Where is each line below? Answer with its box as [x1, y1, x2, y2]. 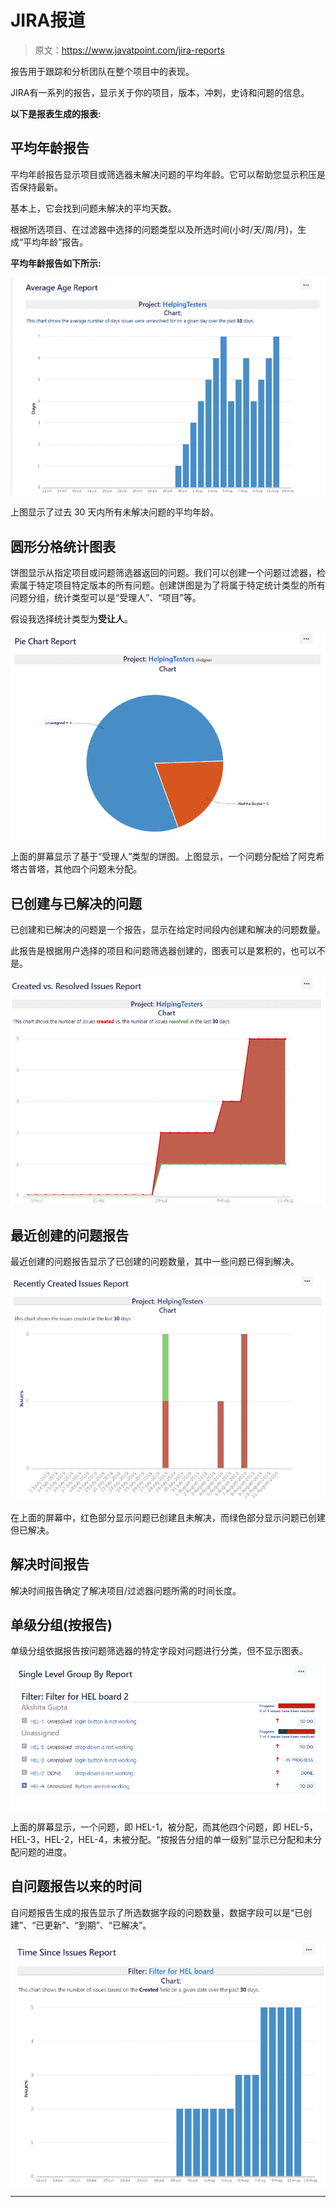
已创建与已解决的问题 [10, 895, 142, 912]
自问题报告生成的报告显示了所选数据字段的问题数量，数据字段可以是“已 [10, 1906, 304, 1918]
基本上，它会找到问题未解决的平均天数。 [10, 202, 177, 214]
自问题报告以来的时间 [10, 1878, 142, 1895]
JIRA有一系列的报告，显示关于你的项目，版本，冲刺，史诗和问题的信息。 [10, 86, 310, 98]
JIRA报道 [10, 9, 86, 32]
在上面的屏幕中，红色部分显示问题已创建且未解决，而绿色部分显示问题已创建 [10, 1511, 326, 1523]
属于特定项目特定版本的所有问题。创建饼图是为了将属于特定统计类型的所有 [18, 579, 326, 591]
